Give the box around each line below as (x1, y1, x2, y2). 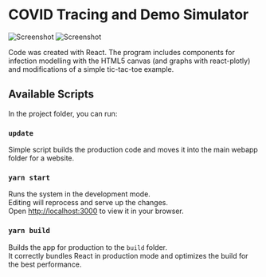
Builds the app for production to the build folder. (8, 242, 168, 252)
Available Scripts (8, 88, 94, 101)
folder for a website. (8, 153, 75, 163)
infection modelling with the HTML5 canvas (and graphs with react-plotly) (8, 56, 251, 65)
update (8, 129, 34, 137)
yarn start (8, 173, 50, 182)
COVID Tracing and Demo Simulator (8, 6, 249, 24)
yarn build (8, 226, 50, 235)
